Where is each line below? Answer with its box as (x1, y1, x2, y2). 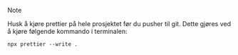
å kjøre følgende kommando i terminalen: (7, 28, 128, 35)
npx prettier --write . (7, 41, 78, 48)
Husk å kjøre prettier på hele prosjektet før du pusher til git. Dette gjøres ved (7, 20, 232, 28)
